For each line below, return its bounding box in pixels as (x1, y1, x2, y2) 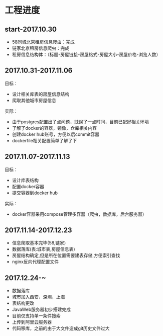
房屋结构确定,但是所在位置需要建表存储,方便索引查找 (12, 253, 120, 259)
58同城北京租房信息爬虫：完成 (12, 39, 75, 45)
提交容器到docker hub (12, 190, 58, 196)
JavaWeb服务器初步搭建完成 (12, 306, 71, 312)
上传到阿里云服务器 (12, 319, 52, 325)
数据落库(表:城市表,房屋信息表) (12, 246, 76, 252)
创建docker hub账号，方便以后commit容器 (12, 131, 100, 137)
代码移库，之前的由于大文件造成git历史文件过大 (12, 325, 110, 331)
